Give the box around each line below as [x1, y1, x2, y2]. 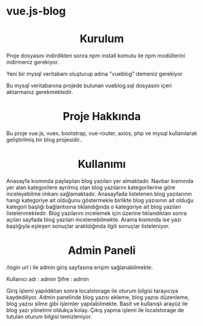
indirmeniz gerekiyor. [6, 59, 59, 66]
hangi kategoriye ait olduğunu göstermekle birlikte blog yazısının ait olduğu [6, 197, 194, 204]
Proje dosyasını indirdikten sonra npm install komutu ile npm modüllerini [6, 52, 185, 59]
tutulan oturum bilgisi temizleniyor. [6, 313, 92, 320]
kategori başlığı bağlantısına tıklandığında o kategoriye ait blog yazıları [6, 203, 182, 210]
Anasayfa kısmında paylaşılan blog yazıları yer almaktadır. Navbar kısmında [6, 178, 194, 184]
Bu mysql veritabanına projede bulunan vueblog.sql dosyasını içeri [6, 82, 172, 89]
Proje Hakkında [62, 110, 141, 124]
